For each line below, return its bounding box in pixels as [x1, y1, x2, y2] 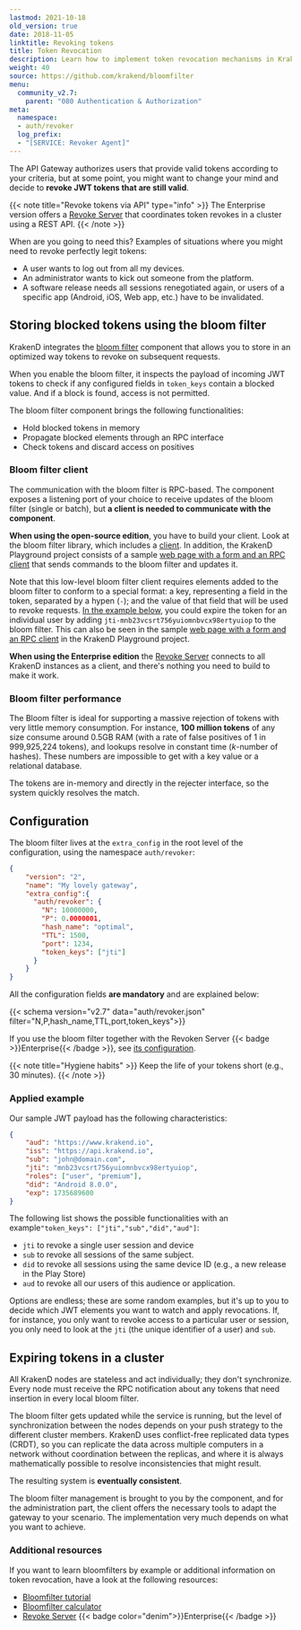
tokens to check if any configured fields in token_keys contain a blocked [9, 378, 275, 389]
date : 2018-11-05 [9, 30, 74, 39]
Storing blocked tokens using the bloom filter [9, 318, 267, 333]
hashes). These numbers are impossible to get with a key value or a [9, 751, 259, 762]
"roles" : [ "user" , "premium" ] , [25, 1171, 142, 1181]
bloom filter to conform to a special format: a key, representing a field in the [9, 586, 288, 596]
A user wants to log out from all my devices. [21, 262, 185, 274]
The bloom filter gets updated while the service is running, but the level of [9, 1411, 282, 1422]
